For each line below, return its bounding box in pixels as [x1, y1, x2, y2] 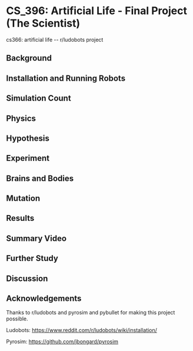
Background [6, 53, 52, 63]
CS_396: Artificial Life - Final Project [6, 4, 187, 18]
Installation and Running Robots [6, 73, 125, 83]
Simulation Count [6, 93, 72, 104]
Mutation [6, 193, 40, 204]
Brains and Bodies [6, 173, 74, 183]
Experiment [6, 153, 50, 163]
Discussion [6, 273, 48, 283]
